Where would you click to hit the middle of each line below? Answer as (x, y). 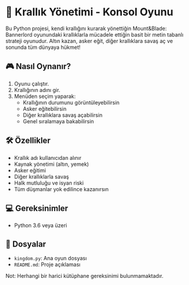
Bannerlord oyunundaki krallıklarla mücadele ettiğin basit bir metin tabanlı (94, 34)
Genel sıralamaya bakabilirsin (58, 121)
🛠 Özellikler (28, 141)
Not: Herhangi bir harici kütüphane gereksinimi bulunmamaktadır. (84, 276)
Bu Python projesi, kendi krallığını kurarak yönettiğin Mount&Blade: (86, 28)
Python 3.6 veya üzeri (40, 225)
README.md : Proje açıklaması (47, 264)
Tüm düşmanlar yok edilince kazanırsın (61, 189)
